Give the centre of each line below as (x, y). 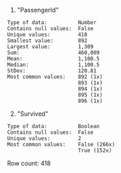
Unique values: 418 (47, 34)
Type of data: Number (52, 23)
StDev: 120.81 (52, 71)
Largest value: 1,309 (51, 47)
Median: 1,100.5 (53, 65)
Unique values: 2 (44, 139)
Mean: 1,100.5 (53, 59)
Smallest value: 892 (47, 41)
